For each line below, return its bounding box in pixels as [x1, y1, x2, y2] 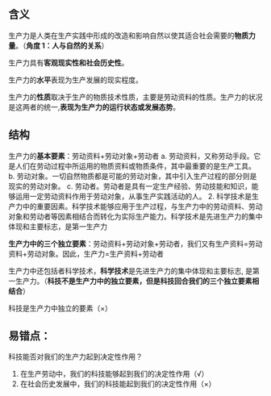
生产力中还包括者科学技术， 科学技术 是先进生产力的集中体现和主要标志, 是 [8, 265, 252, 276]
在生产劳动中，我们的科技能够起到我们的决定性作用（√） [19, 369, 209, 379]
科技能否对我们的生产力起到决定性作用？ [8, 352, 143, 361]
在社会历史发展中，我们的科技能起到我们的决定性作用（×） [19, 379, 216, 389]
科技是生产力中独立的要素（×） [8, 303, 113, 313]
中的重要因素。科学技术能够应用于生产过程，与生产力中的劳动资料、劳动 [22, 201, 263, 211]
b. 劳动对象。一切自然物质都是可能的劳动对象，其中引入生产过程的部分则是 [8, 171, 257, 181]
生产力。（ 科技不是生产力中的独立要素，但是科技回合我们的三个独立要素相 [15, 276, 260, 286]
